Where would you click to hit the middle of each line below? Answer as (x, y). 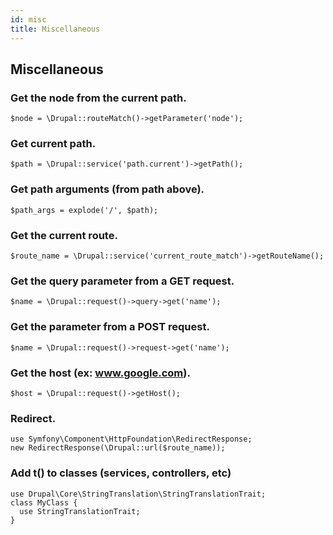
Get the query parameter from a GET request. (122, 281)
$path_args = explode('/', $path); (84, 210)
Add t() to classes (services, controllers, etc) (121, 473)
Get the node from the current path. (98, 98)
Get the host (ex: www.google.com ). (100, 373)
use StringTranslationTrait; (80, 511)
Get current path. (53, 144)
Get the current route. (64, 235)
